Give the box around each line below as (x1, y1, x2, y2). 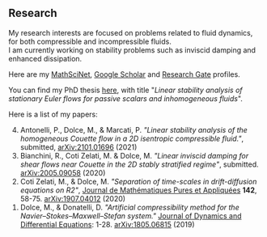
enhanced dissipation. (8, 53, 83, 63)
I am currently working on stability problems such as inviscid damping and (8, 44, 256, 55)
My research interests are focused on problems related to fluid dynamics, (8, 28, 253, 37)
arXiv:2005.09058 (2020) (19, 167, 106, 177)
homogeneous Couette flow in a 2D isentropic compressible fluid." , (19, 133, 244, 143)
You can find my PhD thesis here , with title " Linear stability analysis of (8, 85, 243, 95)
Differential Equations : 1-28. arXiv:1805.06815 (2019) (19, 219, 196, 229)
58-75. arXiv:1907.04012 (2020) (19, 193, 126, 203)
